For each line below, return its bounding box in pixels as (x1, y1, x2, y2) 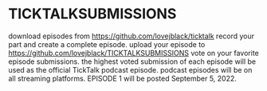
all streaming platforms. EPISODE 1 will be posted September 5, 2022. (8, 73, 238, 83)
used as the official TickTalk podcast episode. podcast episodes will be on (8, 65, 253, 74)
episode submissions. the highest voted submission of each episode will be (8, 57, 257, 66)
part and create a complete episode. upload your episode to (8, 39, 206, 49)
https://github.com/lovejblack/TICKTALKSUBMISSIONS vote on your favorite (8, 48, 259, 57)
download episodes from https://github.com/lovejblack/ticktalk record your (8, 31, 255, 41)
